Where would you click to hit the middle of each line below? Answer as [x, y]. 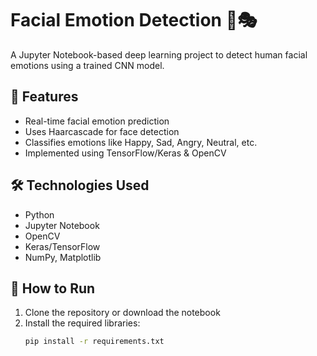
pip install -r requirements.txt [94, 342]
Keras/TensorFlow [62, 246]
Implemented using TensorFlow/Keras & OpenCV [125, 153]
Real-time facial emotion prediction [97, 121]
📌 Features [44, 97]
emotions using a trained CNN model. [87, 65]
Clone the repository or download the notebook [122, 313]
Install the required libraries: [82, 323]
